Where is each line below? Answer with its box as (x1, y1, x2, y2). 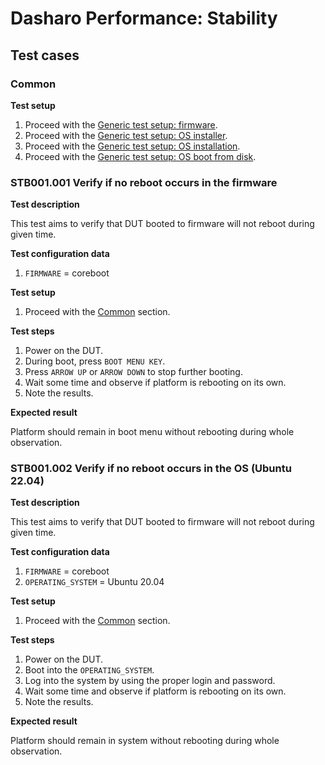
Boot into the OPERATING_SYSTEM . (24, 664, 155, 676)
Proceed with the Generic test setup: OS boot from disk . (24, 150, 257, 162)
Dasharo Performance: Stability (10, 7, 278, 30)
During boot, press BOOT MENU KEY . (24, 355, 166, 367)
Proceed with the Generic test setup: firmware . (24, 118, 218, 131)
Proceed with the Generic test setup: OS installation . (24, 140, 241, 152)
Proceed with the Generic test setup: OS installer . (24, 129, 228, 141)
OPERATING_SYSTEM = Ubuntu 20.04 (24, 576, 165, 588)
